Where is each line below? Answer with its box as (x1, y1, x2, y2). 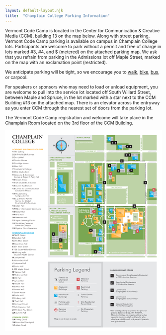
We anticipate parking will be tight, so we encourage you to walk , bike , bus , (5, 69, 160, 75)
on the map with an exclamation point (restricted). (5, 59, 107, 65)
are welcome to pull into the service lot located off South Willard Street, (5, 89, 152, 95)
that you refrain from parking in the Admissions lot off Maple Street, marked (5, 54, 161, 60)
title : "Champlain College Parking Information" (5, 13, 110, 18)
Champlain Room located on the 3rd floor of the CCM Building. (5, 120, 133, 126)
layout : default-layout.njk (5, 8, 64, 13)
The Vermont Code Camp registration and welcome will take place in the (5, 114, 154, 120)
